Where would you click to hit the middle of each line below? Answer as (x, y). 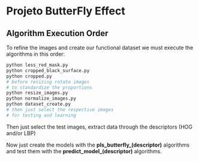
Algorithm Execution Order (58, 33)
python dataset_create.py (38, 104)
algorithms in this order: (36, 54)
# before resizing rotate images (48, 82)
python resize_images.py (37, 93)
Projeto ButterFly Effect (66, 11)
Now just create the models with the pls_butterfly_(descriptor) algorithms (98, 145)
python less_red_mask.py (37, 65)
